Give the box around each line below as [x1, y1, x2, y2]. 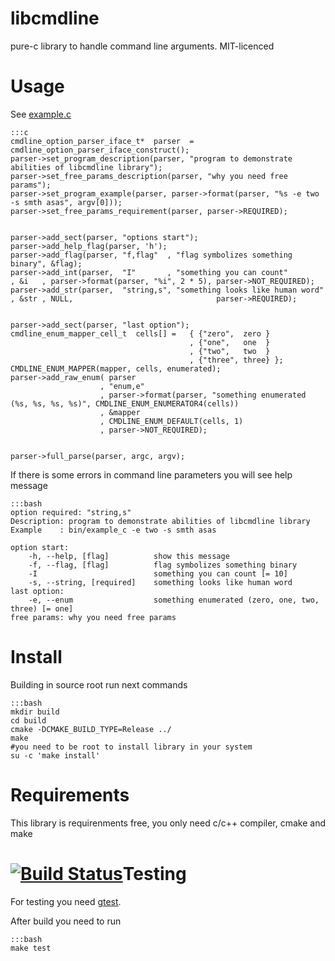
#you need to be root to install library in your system [10, 742, 253, 752]
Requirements [10, 784, 130, 806]
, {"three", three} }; [189, 355, 284, 365]
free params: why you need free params [10, 612, 177, 622]
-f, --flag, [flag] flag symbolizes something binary [28, 560, 298, 570]
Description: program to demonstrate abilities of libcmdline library [10, 516, 311, 526]
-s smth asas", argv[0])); [10, 197, 123, 207]
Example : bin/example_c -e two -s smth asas [10, 525, 217, 535]
